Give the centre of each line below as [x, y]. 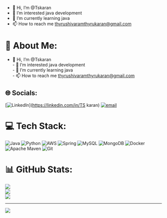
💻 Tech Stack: [36, 126]
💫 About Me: [31, 46]
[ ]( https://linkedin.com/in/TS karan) [52, 105]
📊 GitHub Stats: [39, 169]
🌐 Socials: [21, 93]
